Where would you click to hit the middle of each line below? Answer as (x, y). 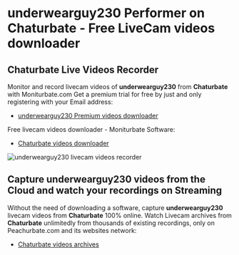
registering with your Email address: (60, 102)
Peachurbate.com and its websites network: (72, 230)
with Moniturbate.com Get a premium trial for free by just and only (105, 94)
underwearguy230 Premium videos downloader (88, 116)
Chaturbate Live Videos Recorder (83, 69)
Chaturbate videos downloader (63, 143)
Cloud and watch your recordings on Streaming (115, 191)
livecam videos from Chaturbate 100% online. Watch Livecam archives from (119, 215)
